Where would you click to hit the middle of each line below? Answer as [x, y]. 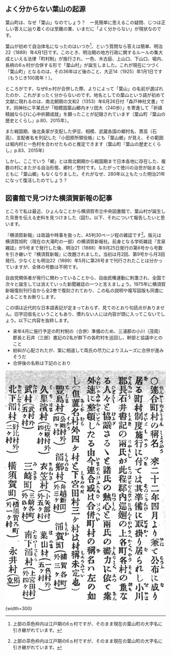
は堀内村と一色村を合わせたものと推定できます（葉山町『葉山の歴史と [79, 144]
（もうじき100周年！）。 [30, 78]
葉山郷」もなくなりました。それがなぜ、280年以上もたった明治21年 [94, 174]
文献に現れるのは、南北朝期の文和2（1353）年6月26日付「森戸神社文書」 [83, 101]
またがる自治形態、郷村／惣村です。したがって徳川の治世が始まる [92, 168]
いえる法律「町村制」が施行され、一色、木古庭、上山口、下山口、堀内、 [90, 59]
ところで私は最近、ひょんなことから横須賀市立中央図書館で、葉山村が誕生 [83, 211]
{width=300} [19, 609]
